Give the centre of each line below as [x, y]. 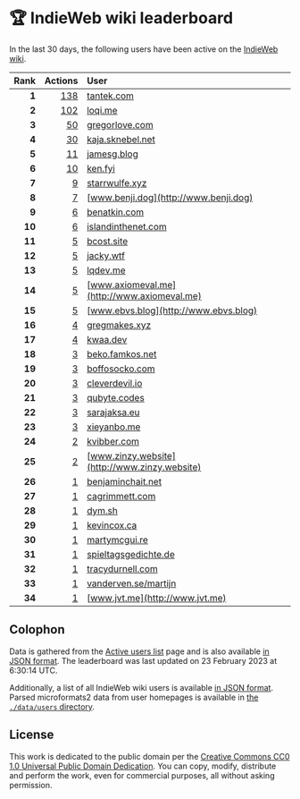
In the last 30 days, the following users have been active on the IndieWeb [144, 49]
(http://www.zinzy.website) [144, 467]
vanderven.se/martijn [131, 583]
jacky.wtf [105, 255]
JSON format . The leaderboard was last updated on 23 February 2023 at [143, 660]
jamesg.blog [112, 154]
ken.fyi [101, 168]
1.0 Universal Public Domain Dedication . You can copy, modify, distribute [143, 766]
